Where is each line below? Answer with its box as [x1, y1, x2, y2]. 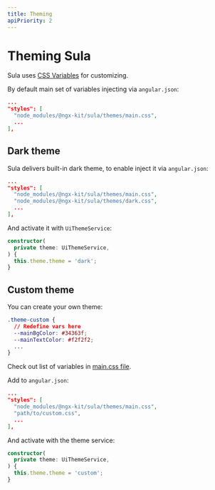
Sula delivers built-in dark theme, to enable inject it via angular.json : [7, 164, 209, 172]
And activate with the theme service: [7, 436, 115, 444]
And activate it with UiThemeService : [7, 224, 112, 232]
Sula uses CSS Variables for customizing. [7, 71, 129, 80]
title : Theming [7, 10, 53, 18]
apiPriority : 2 [7, 17, 53, 24]
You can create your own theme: [7, 303, 103, 311]
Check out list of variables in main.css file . [7, 363, 132, 371]
